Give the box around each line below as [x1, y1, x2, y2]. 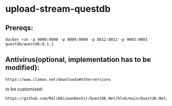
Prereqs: [5, 24, 33, 32]
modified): [5, 63, 40, 72]
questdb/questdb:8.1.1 [5, 41, 54, 47]
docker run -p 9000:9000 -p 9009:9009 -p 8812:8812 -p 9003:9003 [5, 37, 147, 42]
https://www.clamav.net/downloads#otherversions [5, 77, 111, 82]
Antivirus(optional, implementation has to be [5, 55, 151, 64]
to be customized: [5, 86, 44, 92]
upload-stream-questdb [5, 3, 111, 15]
